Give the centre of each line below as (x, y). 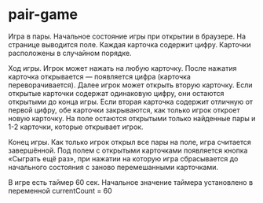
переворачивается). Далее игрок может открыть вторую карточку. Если (130, 85)
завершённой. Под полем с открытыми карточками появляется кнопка (128, 150)
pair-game (43, 15)
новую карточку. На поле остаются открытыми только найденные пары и (132, 118)
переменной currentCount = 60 (60, 190)
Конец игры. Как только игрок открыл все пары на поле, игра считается (130, 142)
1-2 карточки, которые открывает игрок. (76, 127)
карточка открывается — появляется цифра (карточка (99, 76)
